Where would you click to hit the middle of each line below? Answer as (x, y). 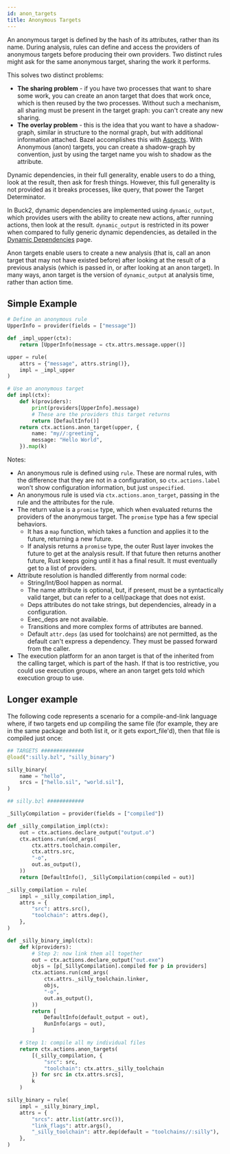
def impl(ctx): (29, 395)
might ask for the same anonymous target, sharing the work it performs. (109, 61)
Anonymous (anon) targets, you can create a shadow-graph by (106, 147)
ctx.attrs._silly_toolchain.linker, (96, 979)
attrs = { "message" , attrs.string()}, (75, 363)
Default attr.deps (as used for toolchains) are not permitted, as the (122, 634)
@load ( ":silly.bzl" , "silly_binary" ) (61, 757)
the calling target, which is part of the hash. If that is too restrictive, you (118, 663)
